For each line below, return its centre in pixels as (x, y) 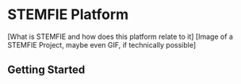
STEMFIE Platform (68, 15)
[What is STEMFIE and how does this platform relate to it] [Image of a (120, 36)
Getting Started (46, 70)
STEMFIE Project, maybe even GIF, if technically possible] (102, 44)
